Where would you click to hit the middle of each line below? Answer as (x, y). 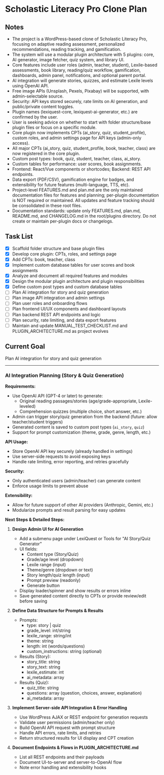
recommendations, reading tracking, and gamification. (67, 49)
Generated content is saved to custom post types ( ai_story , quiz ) (78, 427)
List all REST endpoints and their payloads (62, 757)
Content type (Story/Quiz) (53, 554)
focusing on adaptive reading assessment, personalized (68, 44)
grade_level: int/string (49, 630)
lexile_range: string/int (49, 635)
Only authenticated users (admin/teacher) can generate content (76, 480)
